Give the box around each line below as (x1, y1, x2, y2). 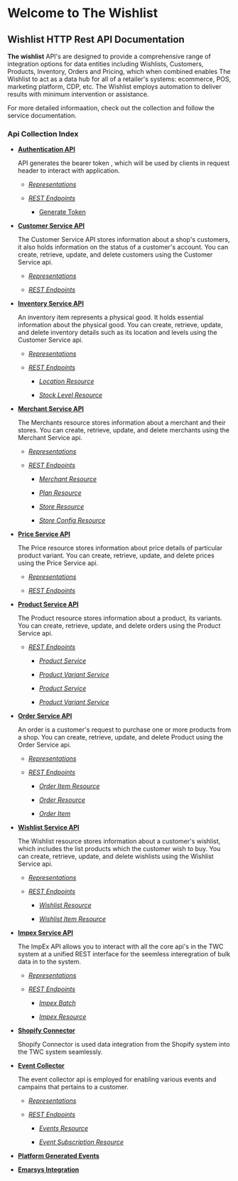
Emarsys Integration (17, 1165, 80, 1174)
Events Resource (38, 1124, 89, 1133)
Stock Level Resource (38, 391, 103, 400)
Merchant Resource (38, 475, 97, 483)
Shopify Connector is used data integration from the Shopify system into (17, 1040, 230, 1049)
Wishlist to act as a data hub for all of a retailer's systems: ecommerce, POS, (7, 75, 232, 83)
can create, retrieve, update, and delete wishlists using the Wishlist (17, 852, 215, 861)
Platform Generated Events (17, 1152, 99, 1160)
